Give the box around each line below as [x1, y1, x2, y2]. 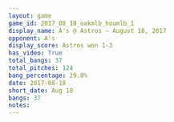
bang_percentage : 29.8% [8, 71, 88, 79]
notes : [8, 101, 30, 109]
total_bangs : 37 [8, 57, 63, 65]
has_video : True [8, 49, 63, 57]
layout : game [8, 11, 52, 20]
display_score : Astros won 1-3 [8, 42, 113, 50]
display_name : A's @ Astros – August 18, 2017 [8, 26, 167, 35]
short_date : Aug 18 [8, 86, 74, 95]
